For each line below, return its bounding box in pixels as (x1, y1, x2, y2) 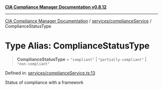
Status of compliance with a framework (5, 79, 84, 85)
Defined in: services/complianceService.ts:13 (5, 70, 96, 76)
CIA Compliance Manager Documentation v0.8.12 (5, 4, 107, 10)
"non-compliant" (16, 61, 50, 66)
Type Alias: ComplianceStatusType (5, 40, 150, 52)
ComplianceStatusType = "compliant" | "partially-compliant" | (16, 56, 147, 62)
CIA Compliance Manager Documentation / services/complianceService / (5, 18, 152, 24)
